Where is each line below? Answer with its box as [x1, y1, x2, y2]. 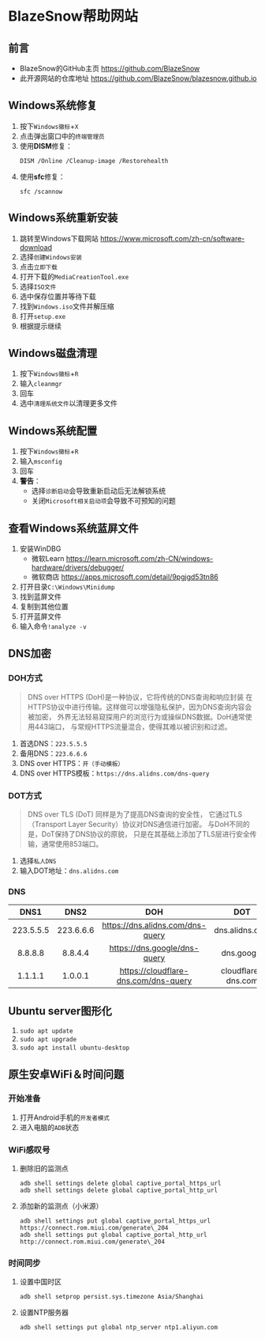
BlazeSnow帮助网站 [8, 7, 138, 25]
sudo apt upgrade [19, 1036, 77, 1044]
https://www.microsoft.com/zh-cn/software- [99, 233, 245, 243]
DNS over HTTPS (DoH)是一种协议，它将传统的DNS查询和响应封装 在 [27, 692, 253, 701]
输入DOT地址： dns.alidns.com [19, 866, 119, 875]
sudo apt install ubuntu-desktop [19, 1044, 130, 1053]
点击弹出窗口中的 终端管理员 [19, 131, 105, 141]
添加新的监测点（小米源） [19, 1201, 103, 1211]
